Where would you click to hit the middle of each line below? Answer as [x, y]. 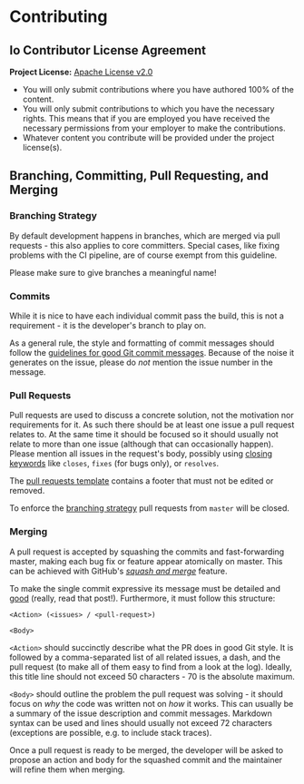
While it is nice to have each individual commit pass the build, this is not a [147, 316]
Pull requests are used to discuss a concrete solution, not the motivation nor [152, 416]
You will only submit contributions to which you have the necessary [148, 109]
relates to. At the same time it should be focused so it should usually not [144, 435]
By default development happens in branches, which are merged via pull [145, 235]
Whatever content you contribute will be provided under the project [148, 137]
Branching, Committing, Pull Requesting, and [139, 176]
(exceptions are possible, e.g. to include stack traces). [111, 732]
